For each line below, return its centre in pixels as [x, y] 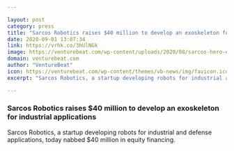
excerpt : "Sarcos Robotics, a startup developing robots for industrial [115, 78]
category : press [31, 26]
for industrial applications [52, 117]
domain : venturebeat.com [43, 59]
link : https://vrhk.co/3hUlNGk [53, 46]
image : [17, 52]
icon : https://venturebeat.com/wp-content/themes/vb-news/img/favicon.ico [118, 71]
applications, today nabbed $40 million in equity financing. [91, 139]
